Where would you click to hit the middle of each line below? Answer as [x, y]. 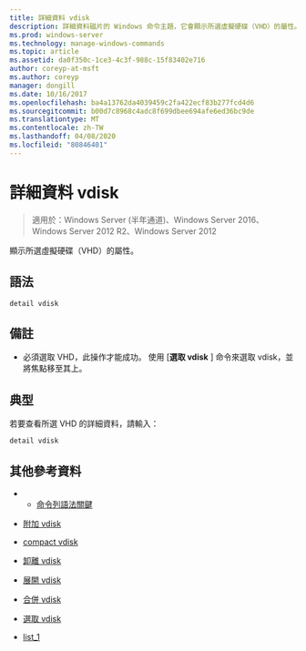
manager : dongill [42, 86]
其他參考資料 [46, 471]
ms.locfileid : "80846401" [58, 145]
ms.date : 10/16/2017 [49, 94]
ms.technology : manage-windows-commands [87, 43]
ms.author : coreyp [44, 77]
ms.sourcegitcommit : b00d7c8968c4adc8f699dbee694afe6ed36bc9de [132, 111]
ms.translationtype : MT [55, 119]
